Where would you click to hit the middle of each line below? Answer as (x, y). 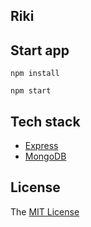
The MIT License (45, 211)
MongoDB (45, 156)
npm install (35, 74)
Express (41, 146)
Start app (40, 50)
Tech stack (45, 121)
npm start (31, 91)
